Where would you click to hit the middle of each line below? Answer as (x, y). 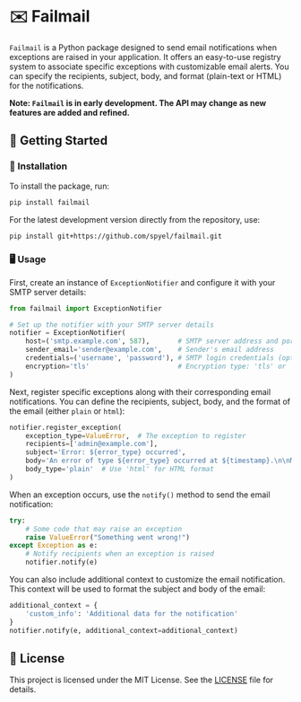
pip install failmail (50, 202)
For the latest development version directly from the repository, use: (135, 219)
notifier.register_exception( (66, 427)
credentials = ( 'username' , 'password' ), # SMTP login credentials (150, 358)
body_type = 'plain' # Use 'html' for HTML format (120, 469)
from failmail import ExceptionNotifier (86, 308)
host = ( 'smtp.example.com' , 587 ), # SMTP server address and (152, 341)
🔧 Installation (39, 166)
